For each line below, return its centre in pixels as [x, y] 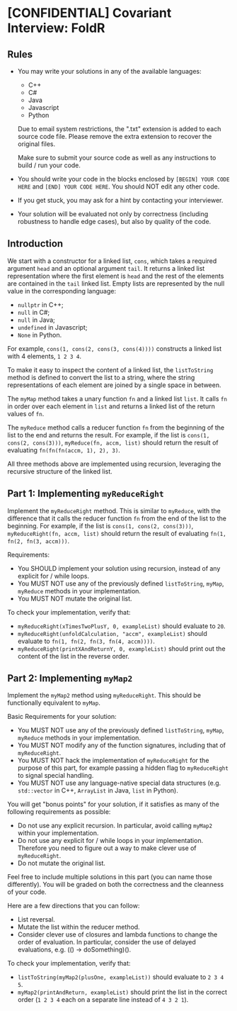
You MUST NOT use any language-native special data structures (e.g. [119, 783]
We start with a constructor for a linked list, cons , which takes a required [112, 261]
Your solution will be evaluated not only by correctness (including [113, 214]
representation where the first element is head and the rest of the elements [116, 276]
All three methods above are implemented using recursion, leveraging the [114, 464]
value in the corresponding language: [62, 291]
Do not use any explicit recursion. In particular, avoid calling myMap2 [115, 826]
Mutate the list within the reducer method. [79, 927]
